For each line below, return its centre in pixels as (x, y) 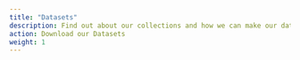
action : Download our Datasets (67, 34)
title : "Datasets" (43, 17)
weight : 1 (28, 42)
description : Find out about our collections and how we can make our (143, 26)
